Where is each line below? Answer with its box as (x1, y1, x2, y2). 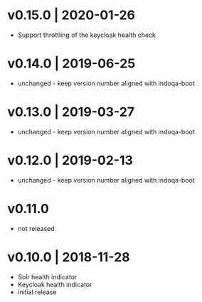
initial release (17, 288, 57, 296)
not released (17, 224, 55, 232)
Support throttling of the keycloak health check (17, 31, 156, 39)
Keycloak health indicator (17, 280, 92, 288)
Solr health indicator (17, 272, 78, 281)
